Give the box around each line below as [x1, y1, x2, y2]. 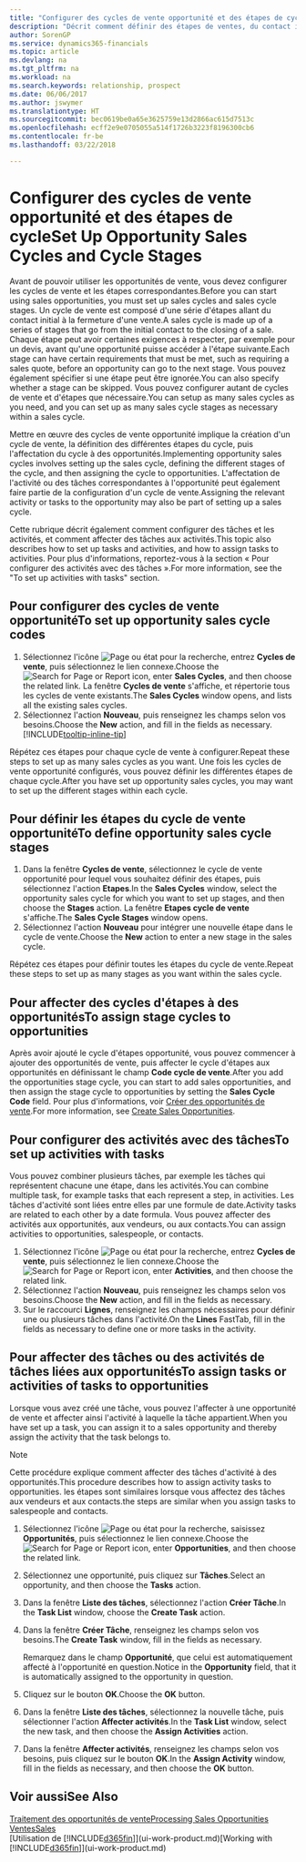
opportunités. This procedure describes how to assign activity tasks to [9, 1476, 271, 1487]
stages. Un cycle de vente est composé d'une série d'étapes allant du [9, 304, 271, 315]
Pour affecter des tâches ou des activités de [9, 1349, 266, 1366]
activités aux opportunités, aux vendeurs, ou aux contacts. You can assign [9, 1218, 287, 1229]
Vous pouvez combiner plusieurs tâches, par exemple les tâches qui [9, 1170, 266, 1181]
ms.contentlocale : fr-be [9, 132, 104, 141]
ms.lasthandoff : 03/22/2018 [9, 140, 117, 149]
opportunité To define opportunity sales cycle [9, 825, 272, 840]
